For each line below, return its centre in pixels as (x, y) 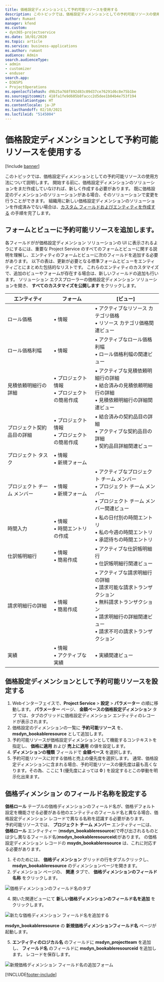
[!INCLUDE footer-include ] (31, 975)
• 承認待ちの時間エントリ (124, 539)
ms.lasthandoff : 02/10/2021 (34, 110)
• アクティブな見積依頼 (121, 371)
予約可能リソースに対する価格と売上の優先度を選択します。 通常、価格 (83, 758)
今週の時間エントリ (131, 532)
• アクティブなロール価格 (123, 339)
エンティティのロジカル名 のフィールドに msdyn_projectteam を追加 (82, 942)
